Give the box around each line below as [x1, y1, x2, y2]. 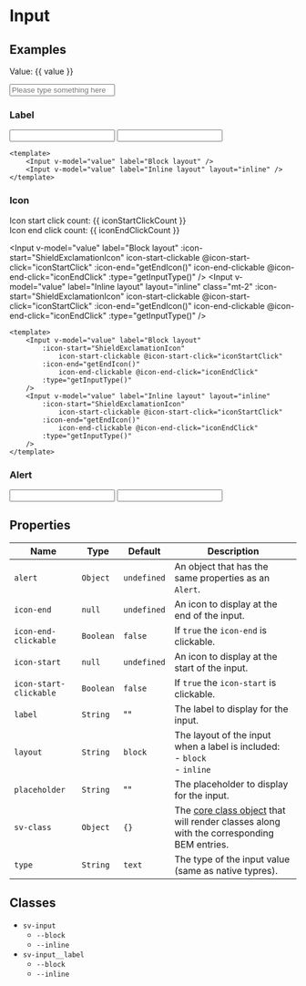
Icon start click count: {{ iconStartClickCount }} [9, 215, 187, 226]
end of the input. [174, 609, 245, 621]
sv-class [14, 822, 52, 832]
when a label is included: [174, 740, 280, 753]
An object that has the [174, 560, 269, 572]
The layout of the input [174, 728, 271, 741]
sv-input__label [22, 950, 85, 960]
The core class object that [174, 804, 286, 817]
